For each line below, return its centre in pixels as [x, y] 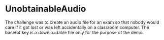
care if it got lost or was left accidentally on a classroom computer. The [77, 27]
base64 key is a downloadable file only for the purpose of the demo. [75, 32]
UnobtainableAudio [46, 9]
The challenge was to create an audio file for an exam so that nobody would [82, 22]
